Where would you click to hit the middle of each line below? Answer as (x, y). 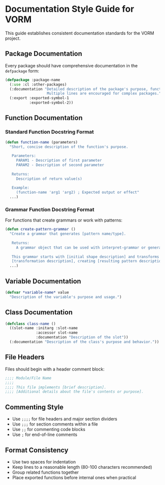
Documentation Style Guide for (69, 9)
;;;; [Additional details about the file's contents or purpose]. (74, 392)
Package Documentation (44, 54)
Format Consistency (37, 450)
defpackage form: (22, 71)
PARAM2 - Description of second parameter (60, 165)
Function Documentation (44, 118)
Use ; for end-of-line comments (45, 435)
